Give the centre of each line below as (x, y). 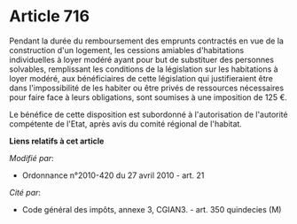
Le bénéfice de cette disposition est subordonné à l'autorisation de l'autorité (148, 114)
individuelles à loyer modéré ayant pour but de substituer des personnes (142, 59)
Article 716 (50, 16)
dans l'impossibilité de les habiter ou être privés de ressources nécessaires (147, 88)
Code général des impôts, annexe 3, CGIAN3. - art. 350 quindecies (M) (152, 209)
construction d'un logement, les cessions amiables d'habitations (127, 50)
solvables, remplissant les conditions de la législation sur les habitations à (144, 69)
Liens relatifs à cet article (57, 141)
